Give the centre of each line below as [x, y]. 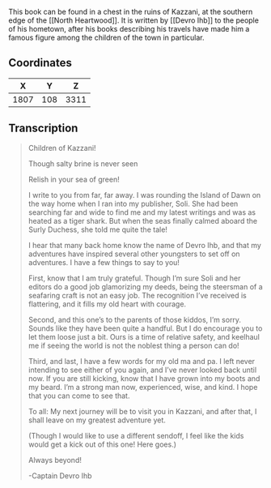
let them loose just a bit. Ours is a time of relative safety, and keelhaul [144, 336]
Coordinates [40, 63]
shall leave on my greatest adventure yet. [97, 420]
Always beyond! [55, 460]
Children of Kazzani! [62, 148]
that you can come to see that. [79, 396]
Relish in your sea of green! [74, 179]
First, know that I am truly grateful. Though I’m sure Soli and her [134, 278]
